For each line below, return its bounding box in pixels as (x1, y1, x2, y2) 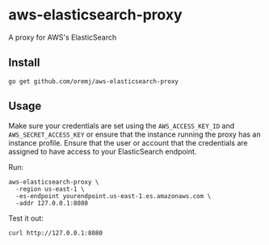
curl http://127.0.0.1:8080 (8, 229, 103, 237)
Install (8, 56, 40, 70)
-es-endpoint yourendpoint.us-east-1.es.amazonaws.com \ (15, 192, 212, 200)
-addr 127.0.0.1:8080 (15, 199, 89, 207)
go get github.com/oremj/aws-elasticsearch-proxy (8, 77, 179, 86)
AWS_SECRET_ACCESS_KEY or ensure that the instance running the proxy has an (8, 129, 261, 139)
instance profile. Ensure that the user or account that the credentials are (8, 137, 248, 147)
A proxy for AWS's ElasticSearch (8, 32, 117, 42)
